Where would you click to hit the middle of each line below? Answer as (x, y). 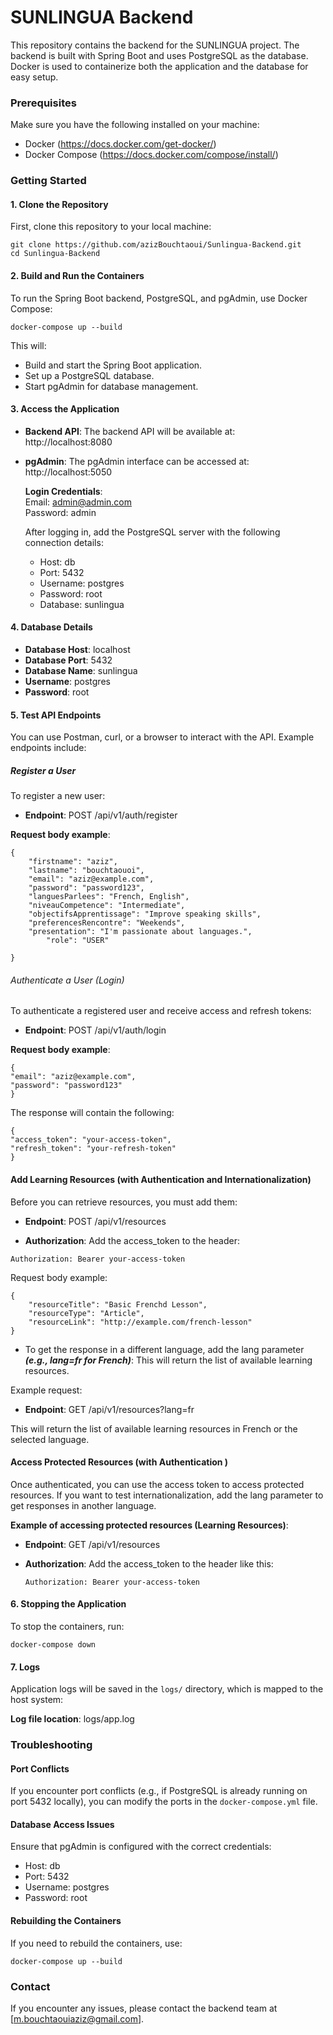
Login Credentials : (63, 491)
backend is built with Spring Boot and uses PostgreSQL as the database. (159, 55)
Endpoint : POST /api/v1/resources (95, 1221)
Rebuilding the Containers (66, 1921)
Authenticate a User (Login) (67, 980)
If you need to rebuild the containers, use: (96, 1943)
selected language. (50, 1439)
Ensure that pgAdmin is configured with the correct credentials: (141, 1847)
